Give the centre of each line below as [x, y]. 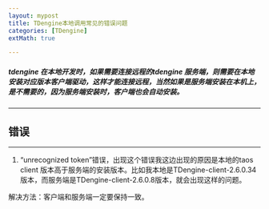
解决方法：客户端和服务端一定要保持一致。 [78, 197]
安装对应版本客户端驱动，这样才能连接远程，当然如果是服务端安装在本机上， [134, 82]
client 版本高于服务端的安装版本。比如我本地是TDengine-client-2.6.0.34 [138, 170]
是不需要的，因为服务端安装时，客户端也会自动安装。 [96, 91]
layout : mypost [34, 16]
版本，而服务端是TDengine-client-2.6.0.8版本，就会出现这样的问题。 [133, 180]
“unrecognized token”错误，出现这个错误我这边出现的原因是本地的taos [137, 160]
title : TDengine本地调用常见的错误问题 [68, 23]
